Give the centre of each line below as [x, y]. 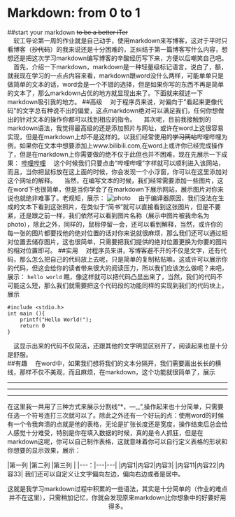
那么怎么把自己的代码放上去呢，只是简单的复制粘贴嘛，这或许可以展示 [120, 259]
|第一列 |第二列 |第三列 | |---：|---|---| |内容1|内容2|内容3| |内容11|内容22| [113, 465]
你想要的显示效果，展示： [44, 450]
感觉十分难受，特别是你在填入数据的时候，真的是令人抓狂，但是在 [108, 432]
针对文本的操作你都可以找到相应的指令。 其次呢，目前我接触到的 [115, 119]
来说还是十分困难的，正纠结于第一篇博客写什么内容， [145, 49]
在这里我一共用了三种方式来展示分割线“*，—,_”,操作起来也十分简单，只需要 [115, 406]
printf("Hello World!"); [56, 320]
